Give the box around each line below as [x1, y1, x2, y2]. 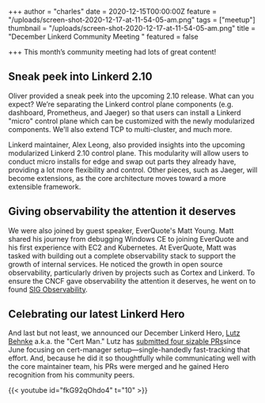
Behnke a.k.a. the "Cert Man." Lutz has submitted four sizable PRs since [8, 337, 241, 346]
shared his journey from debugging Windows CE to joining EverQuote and [8, 234, 249, 243]
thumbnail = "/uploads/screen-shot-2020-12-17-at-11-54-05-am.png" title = [8, 24, 256, 32]
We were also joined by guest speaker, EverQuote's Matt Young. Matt [8, 225, 234, 235]
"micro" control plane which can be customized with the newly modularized [8, 116, 255, 126]
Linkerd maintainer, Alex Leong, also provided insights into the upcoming [8, 140, 245, 149]
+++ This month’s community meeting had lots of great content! [8, 47, 217, 56]
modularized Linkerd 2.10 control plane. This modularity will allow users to [8, 148, 249, 157]
